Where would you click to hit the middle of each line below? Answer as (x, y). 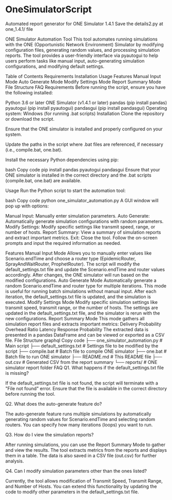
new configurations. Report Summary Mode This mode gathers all (75, 318)
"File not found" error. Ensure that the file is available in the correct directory (86, 388)
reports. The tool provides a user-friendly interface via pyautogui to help (82, 55)
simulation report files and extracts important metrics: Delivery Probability (83, 324)
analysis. (15, 461)
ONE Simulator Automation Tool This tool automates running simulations (81, 39)
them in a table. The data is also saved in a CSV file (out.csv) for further (81, 455)
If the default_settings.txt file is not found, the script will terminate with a (82, 383)
